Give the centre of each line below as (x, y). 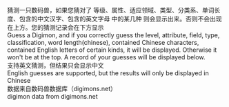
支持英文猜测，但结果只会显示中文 (56, 65)
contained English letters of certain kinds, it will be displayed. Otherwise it (112, 50)
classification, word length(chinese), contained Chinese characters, (103, 42)
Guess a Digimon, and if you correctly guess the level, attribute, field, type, (113, 35)
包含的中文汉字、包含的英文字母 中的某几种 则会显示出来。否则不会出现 (120, 19)
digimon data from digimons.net (52, 96)
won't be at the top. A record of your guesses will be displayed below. (106, 57)
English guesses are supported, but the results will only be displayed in (108, 73)
